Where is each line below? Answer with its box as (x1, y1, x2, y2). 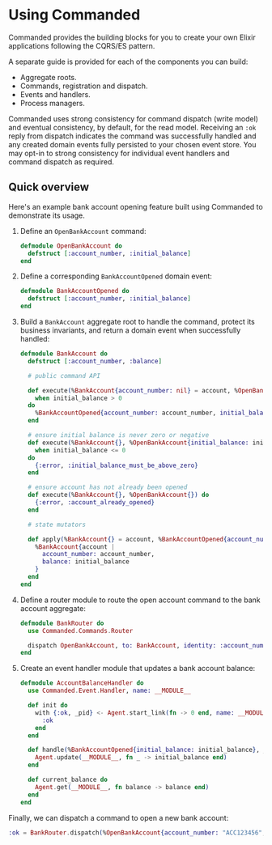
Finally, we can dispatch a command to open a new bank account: (8, 813, 229, 822)
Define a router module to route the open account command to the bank (19, 595, 261, 605)
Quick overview (8, 180, 90, 194)
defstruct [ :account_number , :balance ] (28, 357, 163, 365)
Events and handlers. (19, 89, 91, 99)
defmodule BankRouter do (19, 619, 104, 627)
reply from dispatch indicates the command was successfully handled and (8, 131, 257, 141)
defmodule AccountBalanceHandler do (19, 679, 144, 687)
